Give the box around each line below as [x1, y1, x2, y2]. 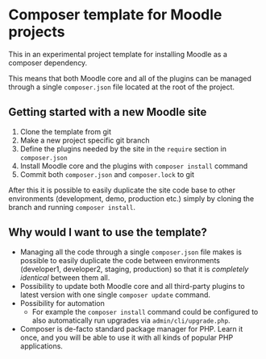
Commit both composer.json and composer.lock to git [19, 169, 195, 179]
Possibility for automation [19, 298, 105, 307]
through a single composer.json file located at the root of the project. [8, 82, 235, 92]
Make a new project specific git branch [19, 135, 150, 145]
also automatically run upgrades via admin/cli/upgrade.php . [31, 316, 231, 325]
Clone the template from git [19, 126, 111, 136]
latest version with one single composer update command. [19, 290, 211, 299]
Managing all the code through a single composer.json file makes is [19, 247, 242, 257]
